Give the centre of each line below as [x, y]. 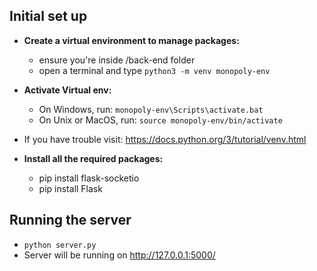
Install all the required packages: [93, 158]
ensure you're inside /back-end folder [117, 60]
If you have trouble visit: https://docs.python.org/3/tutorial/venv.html [165, 139]
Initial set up [48, 16]
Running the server [70, 220]
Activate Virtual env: [67, 90]
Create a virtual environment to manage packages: [131, 40]
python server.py [60, 245]
